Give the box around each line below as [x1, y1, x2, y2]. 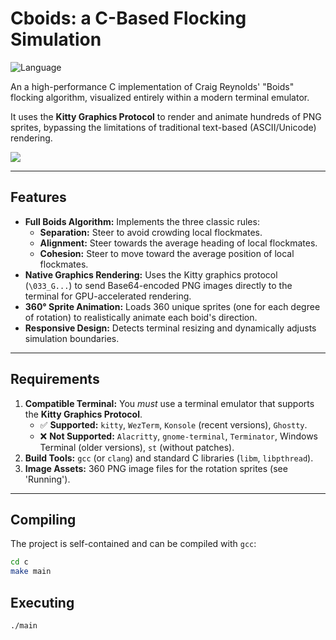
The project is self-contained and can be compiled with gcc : [10, 538, 257, 550]
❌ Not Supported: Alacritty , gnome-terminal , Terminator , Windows [39, 430, 318, 442]
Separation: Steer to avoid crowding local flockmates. [39, 226, 263, 238]
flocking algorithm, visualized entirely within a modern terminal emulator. [10, 91, 310, 103]
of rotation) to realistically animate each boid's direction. [24, 311, 258, 323]
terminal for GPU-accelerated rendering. [24, 290, 192, 302]
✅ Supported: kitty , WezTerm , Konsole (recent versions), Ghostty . [39, 418, 308, 431]
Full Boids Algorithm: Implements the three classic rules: [24, 215, 260, 227]
